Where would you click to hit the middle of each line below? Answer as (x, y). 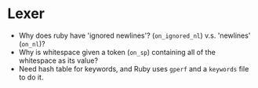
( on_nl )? (32, 43)
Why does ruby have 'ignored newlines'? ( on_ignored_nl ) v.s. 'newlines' (134, 35)
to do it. (31, 77)
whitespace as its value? (58, 60)
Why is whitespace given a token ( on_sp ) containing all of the (117, 52)
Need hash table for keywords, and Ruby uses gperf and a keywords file (134, 68)
